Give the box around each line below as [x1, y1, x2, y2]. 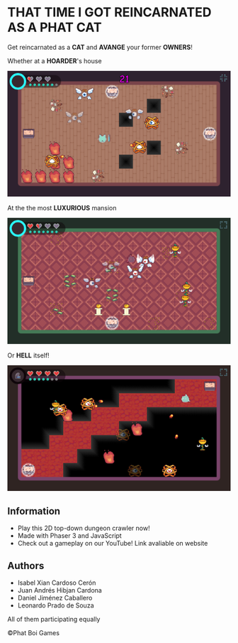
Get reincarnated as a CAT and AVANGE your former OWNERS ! [7, 43, 193, 51]
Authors [7, 559, 45, 572]
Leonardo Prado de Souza [17, 601, 94, 610]
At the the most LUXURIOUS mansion [7, 204, 117, 212]
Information [7, 505, 61, 517]
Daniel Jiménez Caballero [17, 594, 93, 603]
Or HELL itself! [7, 351, 50, 360]
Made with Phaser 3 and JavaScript [17, 531, 122, 540]
